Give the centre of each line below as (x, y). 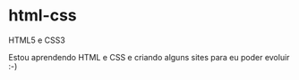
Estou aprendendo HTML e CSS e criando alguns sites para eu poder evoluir (149, 57)
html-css (43, 16)
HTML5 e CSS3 (37, 40)
